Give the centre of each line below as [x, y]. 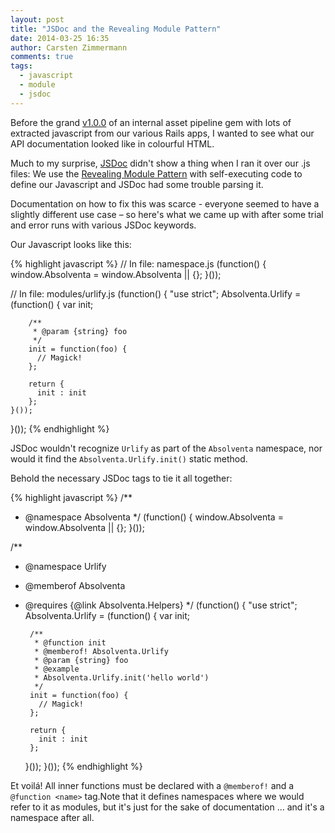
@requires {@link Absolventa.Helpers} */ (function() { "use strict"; [161, 605]
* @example [57, 669]
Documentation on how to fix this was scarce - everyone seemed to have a [165, 203]
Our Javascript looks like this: [71, 244]
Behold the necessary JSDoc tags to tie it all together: [121, 478]
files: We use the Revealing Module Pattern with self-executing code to [156, 173]
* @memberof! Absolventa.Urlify [101, 651]
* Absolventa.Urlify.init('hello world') [122, 677]
